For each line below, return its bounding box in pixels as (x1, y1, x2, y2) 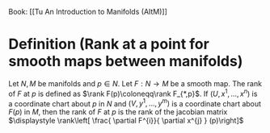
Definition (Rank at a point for (8, 35, 210, 53)
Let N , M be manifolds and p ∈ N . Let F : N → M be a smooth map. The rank (8, 78, 263, 88)
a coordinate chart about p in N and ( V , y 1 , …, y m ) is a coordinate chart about (8, 97, 261, 108)
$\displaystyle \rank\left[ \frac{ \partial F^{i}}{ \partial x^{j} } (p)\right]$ (8, 116, 244, 126)
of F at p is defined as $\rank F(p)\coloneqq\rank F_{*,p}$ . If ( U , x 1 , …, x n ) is (8, 87, 258, 98)
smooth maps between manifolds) (8, 52, 243, 71)
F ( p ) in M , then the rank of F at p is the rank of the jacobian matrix (8, 107, 228, 117)
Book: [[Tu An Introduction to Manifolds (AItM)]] (8, 7, 168, 16)
